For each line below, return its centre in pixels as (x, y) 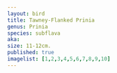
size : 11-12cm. (29, 46)
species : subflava (34, 33)
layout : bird (26, 14)
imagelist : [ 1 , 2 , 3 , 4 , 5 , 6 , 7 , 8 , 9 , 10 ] (59, 59)
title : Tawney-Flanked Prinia (51, 20)
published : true (31, 53)
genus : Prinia (28, 26)
